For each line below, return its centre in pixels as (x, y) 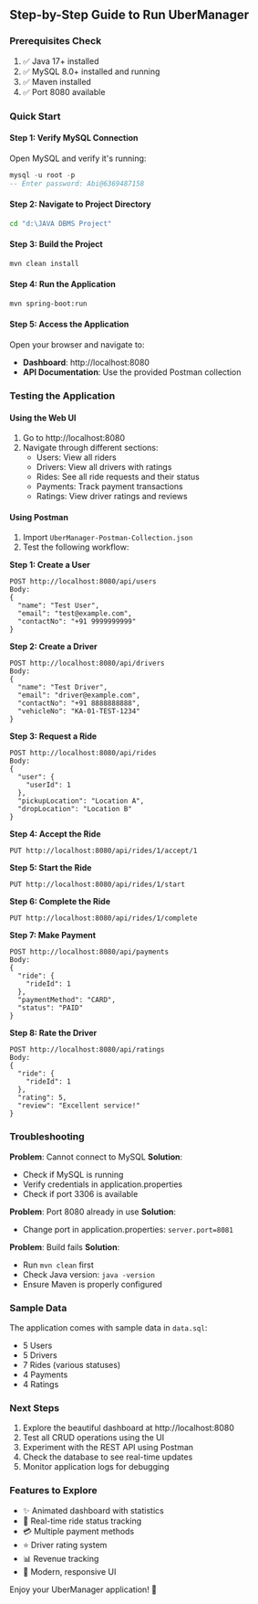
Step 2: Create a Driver (53, 647)
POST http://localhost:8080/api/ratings (88, 1050)
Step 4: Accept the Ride (55, 834)
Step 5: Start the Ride (51, 868)
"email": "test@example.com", (75, 614)
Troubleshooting (47, 1137)
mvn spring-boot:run (49, 304)
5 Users (37, 1345)
